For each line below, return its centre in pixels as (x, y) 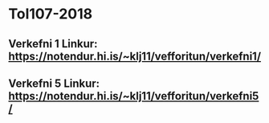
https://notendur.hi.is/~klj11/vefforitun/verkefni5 (134, 96)
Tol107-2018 (51, 14)
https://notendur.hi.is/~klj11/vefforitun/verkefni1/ (135, 56)
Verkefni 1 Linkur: (53, 44)
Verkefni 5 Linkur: (54, 83)
